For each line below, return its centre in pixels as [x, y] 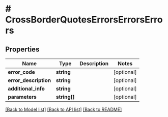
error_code [22, 72]
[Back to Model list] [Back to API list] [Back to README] [64, 109]
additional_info [26, 89]
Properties [22, 49]
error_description [30, 80]
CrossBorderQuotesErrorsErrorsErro [84, 20]
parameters [22, 97]
